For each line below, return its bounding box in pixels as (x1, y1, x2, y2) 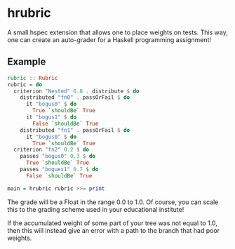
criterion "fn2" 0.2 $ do (13, 146, 90, 154)
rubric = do (7, 81, 42, 88)
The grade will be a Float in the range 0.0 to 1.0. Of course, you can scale (7, 198, 219, 206)
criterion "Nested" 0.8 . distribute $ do (13, 88, 140, 95)
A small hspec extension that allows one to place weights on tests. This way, (7, 28, 228, 36)
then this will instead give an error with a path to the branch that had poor (7, 226, 220, 234)
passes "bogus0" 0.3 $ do (20, 153, 96, 160)
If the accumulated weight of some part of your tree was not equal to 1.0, (7, 219, 217, 227)
